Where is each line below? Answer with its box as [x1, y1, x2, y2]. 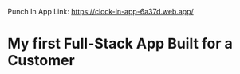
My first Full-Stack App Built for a [7, 35, 233, 53]
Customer [7, 52, 75, 70]
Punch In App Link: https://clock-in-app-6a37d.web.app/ [7, 7, 195, 16]
